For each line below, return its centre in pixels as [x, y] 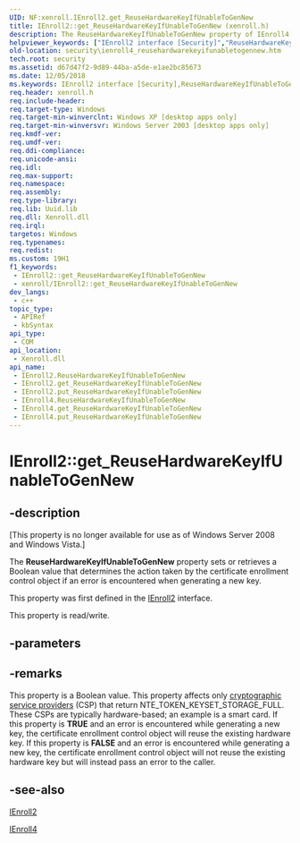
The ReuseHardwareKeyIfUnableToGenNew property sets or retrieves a [143, 561]
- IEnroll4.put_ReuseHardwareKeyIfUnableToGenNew [107, 417]
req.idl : [25, 167]
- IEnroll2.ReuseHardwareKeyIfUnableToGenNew [99, 375]
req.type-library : [43, 201]
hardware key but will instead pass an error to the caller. [112, 762]
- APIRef [29, 317]
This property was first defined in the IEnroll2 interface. [111, 598]
